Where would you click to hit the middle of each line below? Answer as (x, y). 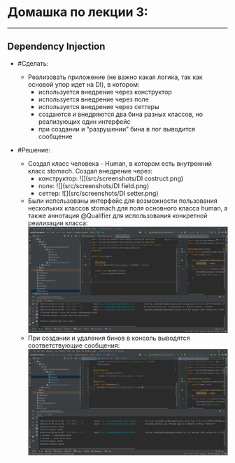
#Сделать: (33, 63)
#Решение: (34, 150)
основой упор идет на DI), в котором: (84, 84)
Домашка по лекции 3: (78, 12)
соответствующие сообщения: (74, 345)
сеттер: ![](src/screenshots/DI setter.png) (98, 193)
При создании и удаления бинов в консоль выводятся (109, 338)
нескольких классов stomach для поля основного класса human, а (128, 208)
